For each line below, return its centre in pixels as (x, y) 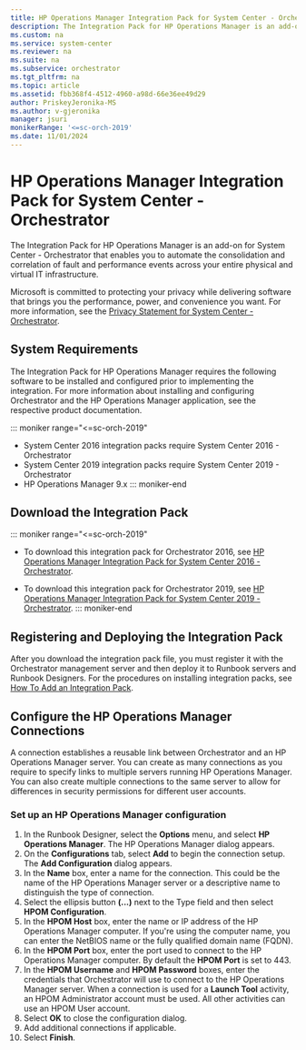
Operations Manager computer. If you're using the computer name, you (157, 931)
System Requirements (74, 350)
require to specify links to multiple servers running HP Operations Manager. (152, 772)
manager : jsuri (39, 119)
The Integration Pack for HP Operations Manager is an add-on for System (148, 245)
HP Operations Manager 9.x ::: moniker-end (105, 484)
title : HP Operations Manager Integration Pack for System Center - (143, 18)
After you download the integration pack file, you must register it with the (147, 659)
